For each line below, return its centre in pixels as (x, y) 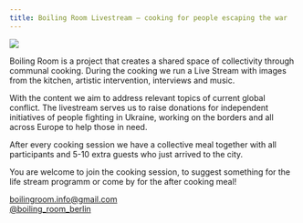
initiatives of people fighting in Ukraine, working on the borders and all (141, 117)
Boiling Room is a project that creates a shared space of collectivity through (152, 61)
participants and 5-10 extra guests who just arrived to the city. (126, 154)
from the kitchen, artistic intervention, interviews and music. (122, 80)
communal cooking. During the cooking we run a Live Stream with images (148, 70)
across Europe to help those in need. (78, 127)
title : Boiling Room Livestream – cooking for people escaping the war (148, 18)
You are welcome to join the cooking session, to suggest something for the (150, 172)
